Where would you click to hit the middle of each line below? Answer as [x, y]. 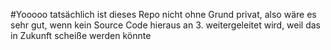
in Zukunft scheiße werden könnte [81, 35]
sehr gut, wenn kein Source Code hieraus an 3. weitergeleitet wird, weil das [166, 25]
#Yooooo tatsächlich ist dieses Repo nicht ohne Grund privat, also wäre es [163, 14]
